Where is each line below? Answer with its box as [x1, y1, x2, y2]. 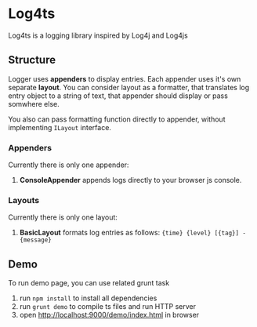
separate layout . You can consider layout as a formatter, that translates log [8, 82, 250, 92]
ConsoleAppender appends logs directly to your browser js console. [19, 176, 242, 185]
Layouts [8, 194, 40, 205]
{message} [19, 236, 52, 244]
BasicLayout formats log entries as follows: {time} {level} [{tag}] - [19, 228, 247, 238]
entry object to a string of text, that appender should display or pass [8, 91, 229, 100]
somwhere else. [8, 99, 60, 108]
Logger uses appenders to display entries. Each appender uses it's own [8, 74, 241, 83]
